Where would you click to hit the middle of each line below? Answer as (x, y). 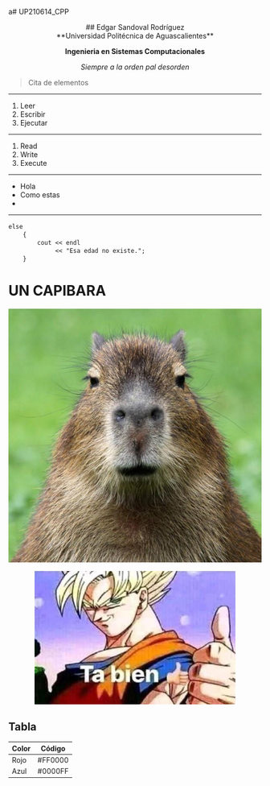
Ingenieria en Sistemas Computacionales (135, 51)
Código (53, 748)
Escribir (33, 114)
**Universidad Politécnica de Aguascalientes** (135, 36)
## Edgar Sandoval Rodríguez (135, 27)
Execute (33, 163)
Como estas (40, 195)
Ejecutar (34, 123)
